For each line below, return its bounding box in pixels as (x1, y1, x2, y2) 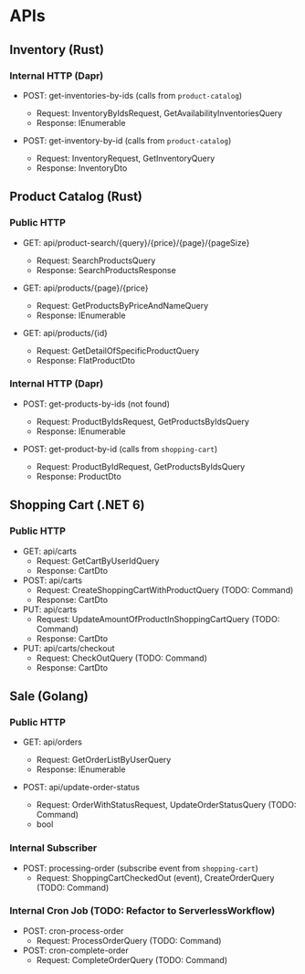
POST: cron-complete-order (22, 945, 130, 956)
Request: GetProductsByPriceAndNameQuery (36, 300, 209, 311)
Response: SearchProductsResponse (36, 264, 176, 275)
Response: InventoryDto (36, 162, 128, 174)
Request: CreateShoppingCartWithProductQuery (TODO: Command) (36, 584, 294, 595)
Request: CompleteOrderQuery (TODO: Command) (36, 954, 228, 965)
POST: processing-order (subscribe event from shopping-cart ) (22, 863, 258, 873)
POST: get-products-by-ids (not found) (22, 398, 171, 409)
